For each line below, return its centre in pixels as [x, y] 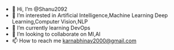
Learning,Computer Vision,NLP [50, 21]
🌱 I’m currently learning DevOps [51, 28]
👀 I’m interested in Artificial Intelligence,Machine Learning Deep [90, 15]
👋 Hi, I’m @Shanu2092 [39, 9]
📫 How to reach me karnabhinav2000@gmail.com [74, 41]
